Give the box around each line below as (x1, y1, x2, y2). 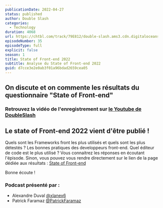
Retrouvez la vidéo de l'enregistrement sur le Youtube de (5, 106, 142, 112)
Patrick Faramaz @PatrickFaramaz (12, 198, 81, 204)
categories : (5, 20, 29, 26)
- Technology (9, 25, 36, 30)
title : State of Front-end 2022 (5, 57, 70, 62)
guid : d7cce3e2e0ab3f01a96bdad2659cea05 (5, 66, 88, 71)
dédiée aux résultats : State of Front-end (5, 160, 86, 166)
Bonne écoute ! (5, 170, 35, 176)
